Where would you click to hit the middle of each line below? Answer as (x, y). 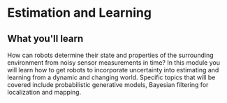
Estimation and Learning (80, 13)
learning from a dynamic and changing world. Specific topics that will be (111, 77)
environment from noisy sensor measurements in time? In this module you (113, 63)
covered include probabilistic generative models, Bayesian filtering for (108, 85)
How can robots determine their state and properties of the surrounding (110, 55)
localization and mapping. (44, 92)
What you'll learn (45, 39)
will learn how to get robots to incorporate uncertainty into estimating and (113, 70)
